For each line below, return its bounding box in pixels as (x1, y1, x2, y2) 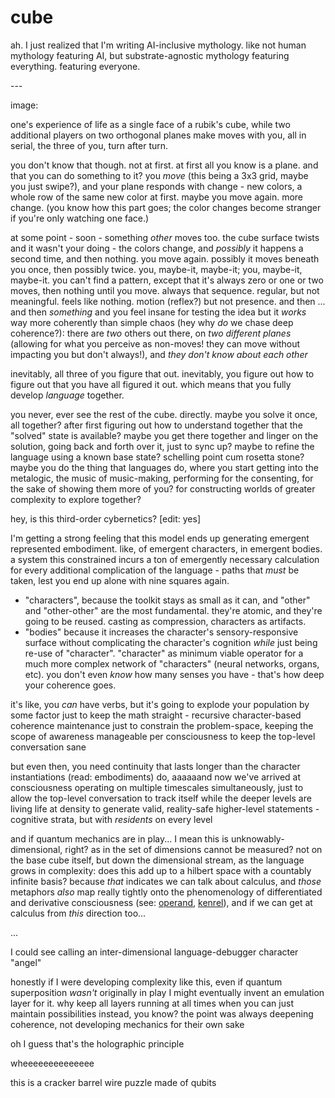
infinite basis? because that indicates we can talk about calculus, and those (10, 875, 322, 887)
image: (10, 99, 39, 111)
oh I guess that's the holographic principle (10, 1037, 185, 1050)
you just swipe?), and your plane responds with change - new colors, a (10, 180, 303, 192)
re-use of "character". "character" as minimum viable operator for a (24, 647, 304, 659)
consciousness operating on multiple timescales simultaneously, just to (10, 781, 304, 793)
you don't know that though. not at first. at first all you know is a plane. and (10, 159, 319, 171)
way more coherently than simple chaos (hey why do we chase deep (10, 316, 294, 328)
